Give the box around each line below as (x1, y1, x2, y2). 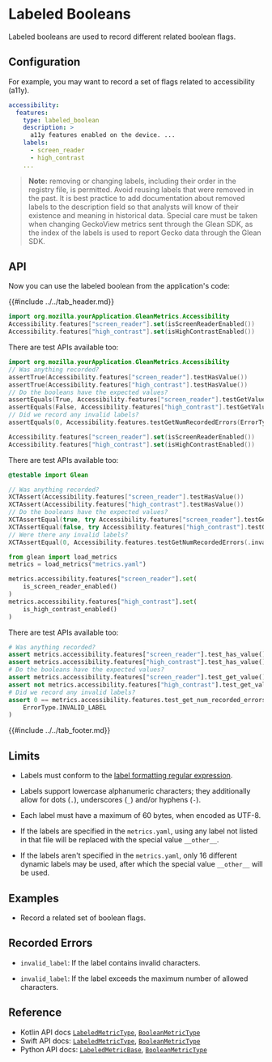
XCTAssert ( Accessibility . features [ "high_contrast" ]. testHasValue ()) (8, 500, 244, 509)
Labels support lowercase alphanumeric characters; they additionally (19, 786, 251, 796)
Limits (8, 749, 40, 763)
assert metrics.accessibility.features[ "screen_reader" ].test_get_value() (8, 674, 266, 682)
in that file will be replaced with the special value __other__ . (19, 835, 219, 845)
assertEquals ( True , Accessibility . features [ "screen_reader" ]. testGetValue (8, 396, 266, 404)
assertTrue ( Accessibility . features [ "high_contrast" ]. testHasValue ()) (8, 380, 249, 389)
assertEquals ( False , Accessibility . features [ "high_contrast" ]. (8, 403, 227, 412)
